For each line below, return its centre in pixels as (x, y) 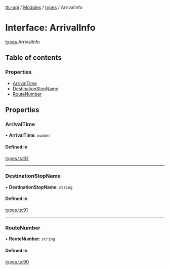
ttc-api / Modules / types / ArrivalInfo (44, 7)
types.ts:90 (17, 262)
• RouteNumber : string (30, 239)
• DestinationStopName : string (39, 187)
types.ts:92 (17, 158)
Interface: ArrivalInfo (50, 28)
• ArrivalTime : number (28, 135)
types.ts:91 (17, 210)
